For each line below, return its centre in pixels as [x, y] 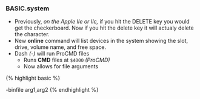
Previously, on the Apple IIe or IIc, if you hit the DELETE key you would [102, 22]
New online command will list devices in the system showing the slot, [101, 41]
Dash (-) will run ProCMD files [52, 54]
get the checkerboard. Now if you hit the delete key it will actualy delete [104, 28]
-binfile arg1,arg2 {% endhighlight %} [52, 90]
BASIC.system [28, 8]
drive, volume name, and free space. [60, 47]
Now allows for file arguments [61, 66]
